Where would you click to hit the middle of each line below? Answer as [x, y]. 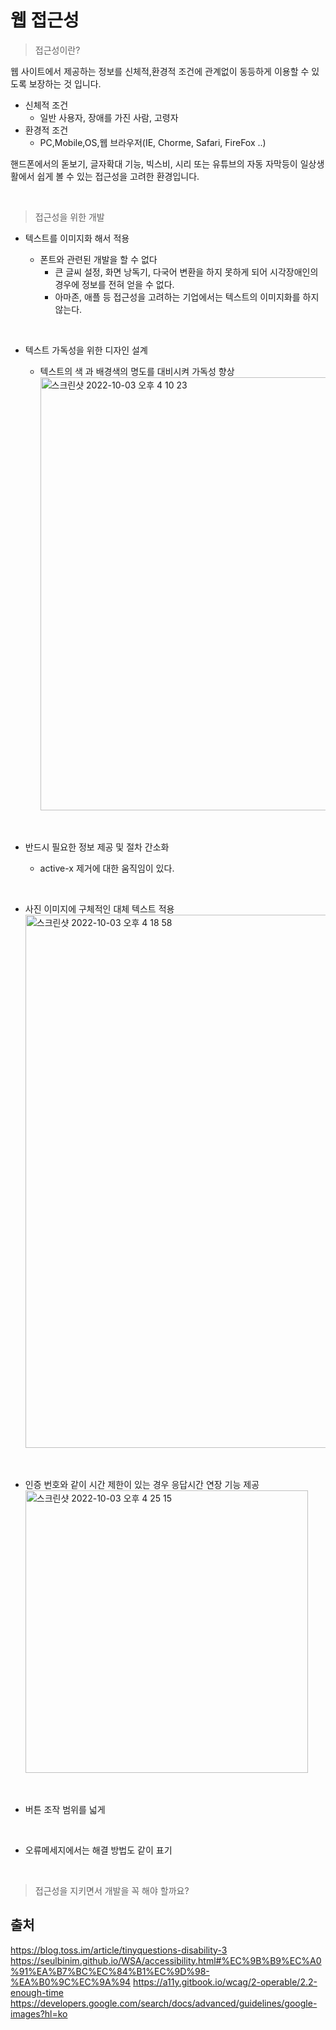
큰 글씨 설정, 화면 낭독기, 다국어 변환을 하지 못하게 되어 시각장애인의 [186, 272]
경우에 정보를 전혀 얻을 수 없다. [114, 284]
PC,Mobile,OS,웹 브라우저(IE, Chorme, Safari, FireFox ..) [153, 142]
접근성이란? [57, 50]
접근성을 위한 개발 [69, 217]
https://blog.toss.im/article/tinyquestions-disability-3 [119, 1950]
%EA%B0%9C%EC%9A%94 [71, 1982]
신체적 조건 [46, 105]
